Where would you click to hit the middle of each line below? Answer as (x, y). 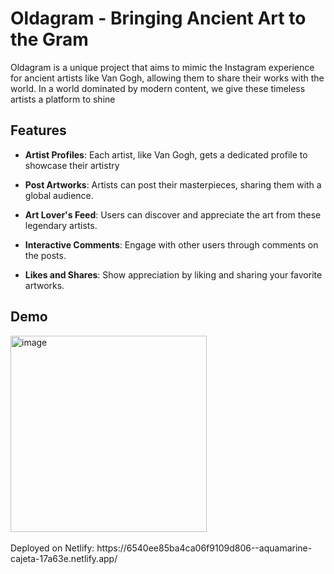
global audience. (59, 195)
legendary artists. (61, 225)
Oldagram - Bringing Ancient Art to (158, 18)
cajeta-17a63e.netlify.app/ (64, 558)
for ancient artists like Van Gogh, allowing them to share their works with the (167, 78)
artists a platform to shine (63, 99)
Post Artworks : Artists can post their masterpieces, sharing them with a (173, 184)
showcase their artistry (72, 165)
